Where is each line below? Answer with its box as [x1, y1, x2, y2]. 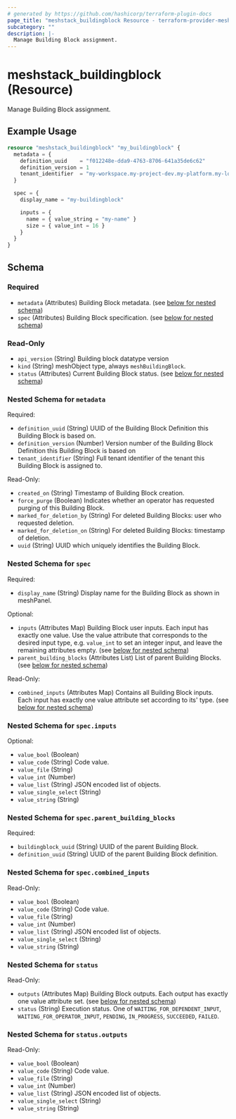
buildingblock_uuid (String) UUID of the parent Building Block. [17, 843, 199, 851]
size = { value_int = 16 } [25, 222, 105, 229]
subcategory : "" [7, 23, 55, 30]
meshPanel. [17, 596, 52, 605]
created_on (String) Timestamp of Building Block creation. [17, 489, 185, 497]
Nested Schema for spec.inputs [7, 720, 117, 730]
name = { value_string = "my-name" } [25, 216, 137, 223]
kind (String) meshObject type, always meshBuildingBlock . [17, 362, 186, 371]
